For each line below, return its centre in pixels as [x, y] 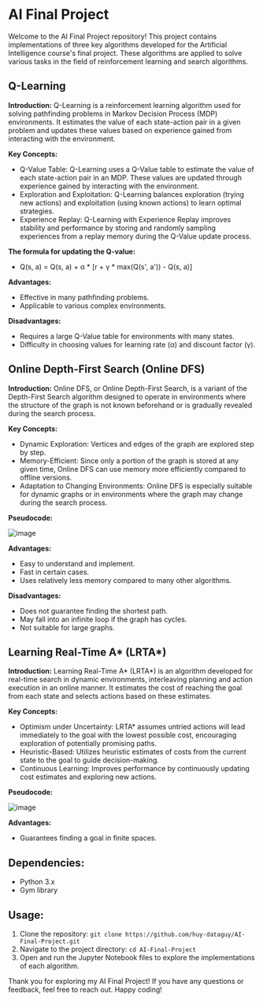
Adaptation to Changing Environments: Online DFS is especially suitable [136, 485]
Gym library [39, 890]
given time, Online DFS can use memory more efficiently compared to [133, 469]
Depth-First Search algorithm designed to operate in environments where [127, 396]
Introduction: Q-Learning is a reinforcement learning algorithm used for [125, 105]
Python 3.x [37, 882]
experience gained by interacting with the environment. [109, 186]
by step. [33, 452]
